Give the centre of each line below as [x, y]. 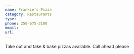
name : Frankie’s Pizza [28, 10]
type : [11, 19]
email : [12, 28]
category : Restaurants [28, 14]
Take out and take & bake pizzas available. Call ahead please [67, 46]
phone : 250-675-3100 [26, 23]
